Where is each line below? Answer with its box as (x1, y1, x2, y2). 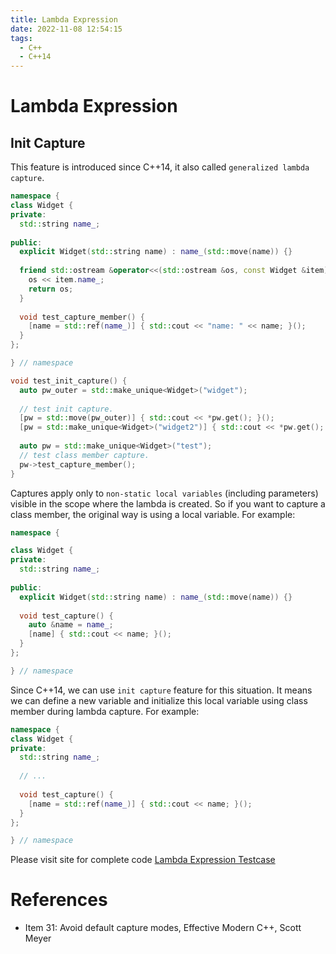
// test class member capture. (19, 450, 150, 460)
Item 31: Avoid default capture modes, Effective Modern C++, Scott (24, 922, 302, 934)
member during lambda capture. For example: (10, 705, 200, 717)
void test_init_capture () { (10, 376, 128, 386)
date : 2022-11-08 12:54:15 (10, 24, 123, 34)
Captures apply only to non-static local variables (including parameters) (10, 487, 319, 499)
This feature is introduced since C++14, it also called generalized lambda (10, 161, 310, 173)
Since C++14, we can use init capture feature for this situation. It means (10, 684, 313, 696)
